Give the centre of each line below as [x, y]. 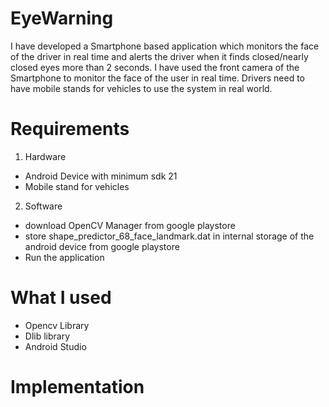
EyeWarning [62, 18]
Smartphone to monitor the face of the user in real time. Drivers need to [158, 78]
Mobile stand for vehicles [77, 186]
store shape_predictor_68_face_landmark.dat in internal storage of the [169, 236]
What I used [61, 298]
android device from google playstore [102, 246]
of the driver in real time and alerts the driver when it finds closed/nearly [159, 56]
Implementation [77, 387]
